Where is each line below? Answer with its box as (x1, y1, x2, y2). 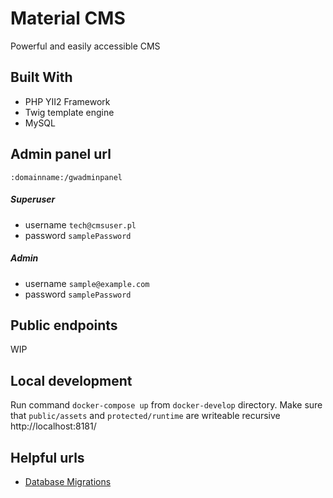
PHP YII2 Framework (24, 95, 111, 107)
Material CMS (10, 7, 126, 30)
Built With (10, 69, 73, 86)
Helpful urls (10, 449, 85, 466)
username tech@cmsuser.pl (24, 218, 137, 231)
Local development (10, 372, 133, 389)
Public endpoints (10, 317, 118, 334)
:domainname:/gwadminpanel (10, 172, 123, 182)
